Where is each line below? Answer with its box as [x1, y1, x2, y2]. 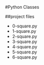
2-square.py [12, 34, 38, 39]
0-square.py [12, 23, 38, 29]
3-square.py [12, 39, 38, 44]
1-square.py [12, 28, 37, 34]
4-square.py [12, 44, 38, 49]
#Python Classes [5, 4, 40, 10]
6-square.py [12, 54, 38, 60]
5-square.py [12, 49, 38, 55]
